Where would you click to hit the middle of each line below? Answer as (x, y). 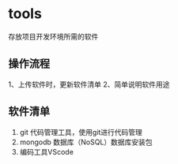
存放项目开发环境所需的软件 (53, 36)
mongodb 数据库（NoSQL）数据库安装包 (86, 142)
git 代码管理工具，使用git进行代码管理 (81, 132)
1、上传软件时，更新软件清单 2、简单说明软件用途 (89, 84)
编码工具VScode (46, 151)
